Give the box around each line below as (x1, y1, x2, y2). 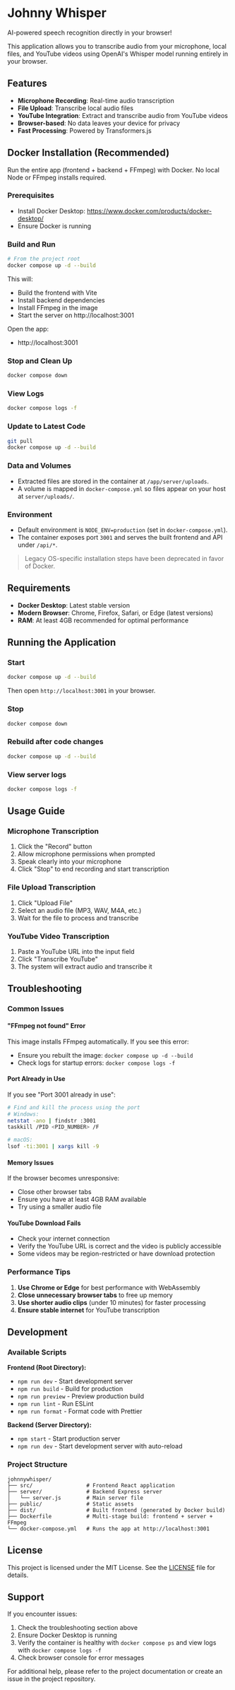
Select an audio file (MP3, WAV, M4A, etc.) (17, 906, 142, 914)
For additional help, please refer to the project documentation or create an (7, 1667, 223, 1676)
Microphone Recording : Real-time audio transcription (17, 96, 174, 105)
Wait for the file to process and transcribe (17, 914, 139, 922)
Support (7, 1591, 44, 1603)
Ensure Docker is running (17, 221, 92, 230)
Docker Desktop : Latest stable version (17, 601, 131, 609)
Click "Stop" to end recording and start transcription (17, 865, 169, 873)
